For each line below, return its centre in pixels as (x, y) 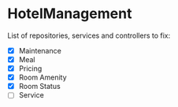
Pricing (30, 68)
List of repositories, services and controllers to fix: (89, 35)
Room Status (39, 87)
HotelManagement (70, 14)
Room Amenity (43, 77)
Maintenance (40, 50)
